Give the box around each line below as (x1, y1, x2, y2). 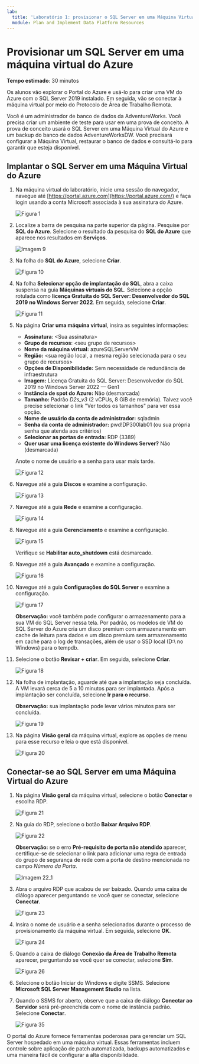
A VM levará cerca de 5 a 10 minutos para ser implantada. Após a (15, 685, 175, 692)
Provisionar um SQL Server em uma (6, 45, 185, 59)
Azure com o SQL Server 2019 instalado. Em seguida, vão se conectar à (6, 95, 182, 102)
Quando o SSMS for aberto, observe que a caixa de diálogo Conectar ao (15, 997, 193, 1004)
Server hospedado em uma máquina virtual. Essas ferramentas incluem (6, 1039, 181, 1046)
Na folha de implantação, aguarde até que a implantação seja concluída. (15, 679, 191, 686)
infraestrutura (24, 371, 58, 378)
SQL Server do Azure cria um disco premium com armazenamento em (15, 625, 187, 632)
